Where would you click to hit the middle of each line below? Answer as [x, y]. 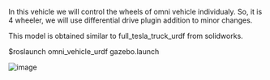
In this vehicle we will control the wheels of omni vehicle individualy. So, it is [135, 12]
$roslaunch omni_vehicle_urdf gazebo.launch [84, 51]
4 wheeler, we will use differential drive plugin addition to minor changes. [131, 20]
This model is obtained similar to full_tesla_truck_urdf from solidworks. [126, 36]
